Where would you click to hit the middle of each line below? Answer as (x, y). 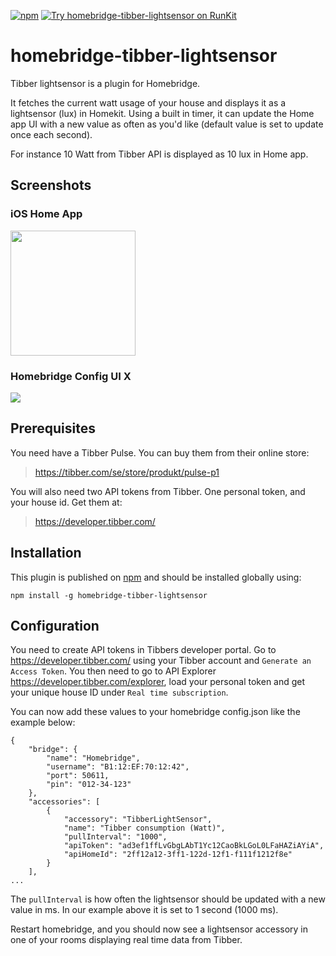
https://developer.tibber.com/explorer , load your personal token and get (158, 682)
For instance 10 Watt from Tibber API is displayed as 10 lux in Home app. (159, 154)
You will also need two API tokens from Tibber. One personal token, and (158, 491)
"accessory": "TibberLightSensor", (138, 820)
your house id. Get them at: (66, 502)
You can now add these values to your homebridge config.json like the (155, 712)
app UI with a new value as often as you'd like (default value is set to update (167, 124)
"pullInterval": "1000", (115, 837)
